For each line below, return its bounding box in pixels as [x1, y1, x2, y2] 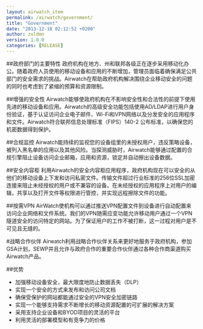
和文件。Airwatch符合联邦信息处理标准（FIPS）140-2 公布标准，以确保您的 [6, 118, 193, 125]
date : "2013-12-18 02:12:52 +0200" [6, 25, 96, 32]
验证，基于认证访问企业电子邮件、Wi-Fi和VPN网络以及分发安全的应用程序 [11, 110, 195, 118]
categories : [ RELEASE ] [6, 43, 63, 49]
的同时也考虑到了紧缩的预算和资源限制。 [6, 82, 107, 90]
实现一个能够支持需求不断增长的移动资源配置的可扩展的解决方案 [14, 301, 174, 308]
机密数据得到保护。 [6, 125, 54, 133]
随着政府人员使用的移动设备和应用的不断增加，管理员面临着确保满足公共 [16, 67, 197, 74]
